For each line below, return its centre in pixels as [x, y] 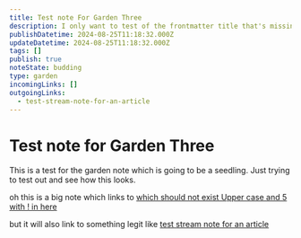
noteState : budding [46, 68]
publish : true [36, 59]
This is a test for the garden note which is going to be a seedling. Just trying [150, 171]
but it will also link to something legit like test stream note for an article [139, 225]
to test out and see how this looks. [73, 180]
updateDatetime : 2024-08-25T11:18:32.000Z [90, 43]
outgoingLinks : [38, 93]
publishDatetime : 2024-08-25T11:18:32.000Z [92, 34]
